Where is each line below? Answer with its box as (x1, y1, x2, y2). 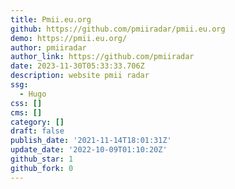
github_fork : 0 (10, 163, 74, 173)
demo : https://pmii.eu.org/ (10, 33, 128, 43)
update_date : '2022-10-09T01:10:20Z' (10, 145, 168, 155)
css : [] (10, 98, 43, 108)
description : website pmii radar (10, 71, 150, 81)
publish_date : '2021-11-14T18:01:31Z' (10, 136, 172, 146)
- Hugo (19, 89, 47, 99)
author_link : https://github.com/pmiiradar (10, 52, 195, 62)
